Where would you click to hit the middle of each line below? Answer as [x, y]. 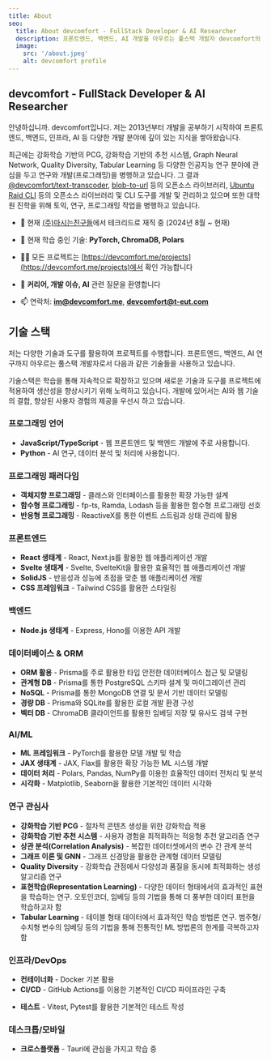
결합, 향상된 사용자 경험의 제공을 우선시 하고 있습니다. [101, 400]
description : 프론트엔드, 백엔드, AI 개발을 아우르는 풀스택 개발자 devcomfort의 [138, 39]
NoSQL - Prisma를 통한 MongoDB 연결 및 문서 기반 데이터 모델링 [124, 692]
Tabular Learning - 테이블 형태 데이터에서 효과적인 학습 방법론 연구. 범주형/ [140, 917]
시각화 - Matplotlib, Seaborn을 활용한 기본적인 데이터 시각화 [116, 784]
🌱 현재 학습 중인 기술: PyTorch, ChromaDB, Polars [102, 239]
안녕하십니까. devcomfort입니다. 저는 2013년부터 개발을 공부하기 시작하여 [125, 127]
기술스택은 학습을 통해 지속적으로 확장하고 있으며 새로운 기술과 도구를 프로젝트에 [135, 380]
